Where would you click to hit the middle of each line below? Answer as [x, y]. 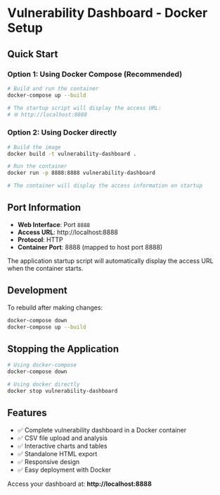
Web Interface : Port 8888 [53, 224]
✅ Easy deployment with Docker [64, 470]
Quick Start [33, 54]
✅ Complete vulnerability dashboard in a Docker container [102, 430]
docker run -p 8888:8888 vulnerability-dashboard [82, 173]
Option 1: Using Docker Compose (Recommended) [95, 74]
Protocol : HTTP [40, 239]
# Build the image [34, 147]
